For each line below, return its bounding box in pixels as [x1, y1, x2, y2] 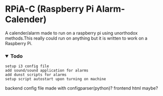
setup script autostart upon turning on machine [5, 77, 106, 82]
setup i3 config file [5, 64, 49, 69]
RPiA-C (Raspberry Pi [5, 3, 94, 15]
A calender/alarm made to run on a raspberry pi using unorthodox [5, 30, 138, 36]
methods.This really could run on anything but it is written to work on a [5, 35, 148, 41]
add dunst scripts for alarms [5, 72, 67, 77]
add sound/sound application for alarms [5, 68, 89, 73]
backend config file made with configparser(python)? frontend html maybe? [5, 85, 158, 91]
